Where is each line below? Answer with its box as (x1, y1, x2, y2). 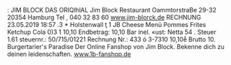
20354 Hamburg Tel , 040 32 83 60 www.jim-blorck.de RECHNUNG (7, 13, 201, 21)
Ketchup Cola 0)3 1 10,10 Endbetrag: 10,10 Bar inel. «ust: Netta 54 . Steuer (7, 28, 216, 36)
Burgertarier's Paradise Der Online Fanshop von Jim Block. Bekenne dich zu (7, 43, 225, 50)
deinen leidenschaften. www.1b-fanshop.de (7, 50, 132, 58)
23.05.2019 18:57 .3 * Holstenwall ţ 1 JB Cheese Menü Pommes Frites (7, 21, 207, 28)
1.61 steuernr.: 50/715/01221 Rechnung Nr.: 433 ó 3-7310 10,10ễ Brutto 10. (7, 35, 216, 44)
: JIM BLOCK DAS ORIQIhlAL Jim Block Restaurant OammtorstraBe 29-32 (7, 6, 217, 14)
